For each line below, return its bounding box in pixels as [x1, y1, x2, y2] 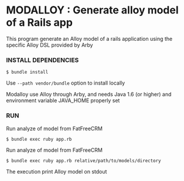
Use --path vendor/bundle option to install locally [6, 79, 125, 86]
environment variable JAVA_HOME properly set [6, 97, 120, 104]
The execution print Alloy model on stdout [6, 168, 107, 175]
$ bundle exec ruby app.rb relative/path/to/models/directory [6, 158, 161, 163]
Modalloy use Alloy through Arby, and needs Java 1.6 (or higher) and [6, 91, 172, 98]
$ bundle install [6, 69, 49, 75]
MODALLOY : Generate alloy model [6, 4, 179, 17]
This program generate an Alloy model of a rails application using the [6, 35, 173, 42]
